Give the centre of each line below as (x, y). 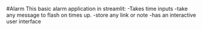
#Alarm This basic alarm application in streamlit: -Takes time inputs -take (97, 9)
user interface (24, 21)
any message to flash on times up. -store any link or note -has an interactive (101, 15)
